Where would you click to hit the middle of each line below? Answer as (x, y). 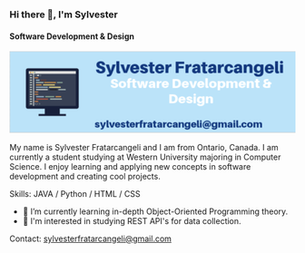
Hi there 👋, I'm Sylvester (64, 15)
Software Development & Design (72, 36)
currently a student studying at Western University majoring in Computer (145, 157)
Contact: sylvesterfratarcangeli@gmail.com (91, 238)
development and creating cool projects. (85, 177)
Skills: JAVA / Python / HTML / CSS (75, 194)
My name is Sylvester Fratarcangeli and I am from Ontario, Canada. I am (144, 148)
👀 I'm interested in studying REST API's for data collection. (132, 221)
